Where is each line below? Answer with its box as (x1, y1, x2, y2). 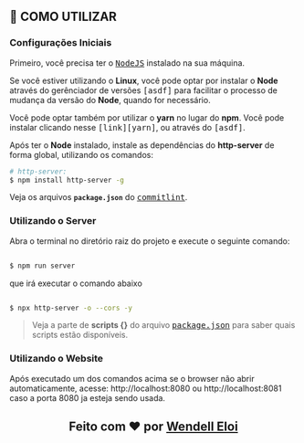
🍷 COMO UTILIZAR (9, 9, 117, 25)
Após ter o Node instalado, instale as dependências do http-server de (9, 139, 275, 151)
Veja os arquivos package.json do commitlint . (9, 192, 188, 203)
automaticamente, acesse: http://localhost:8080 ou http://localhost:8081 (9, 383, 282, 394)
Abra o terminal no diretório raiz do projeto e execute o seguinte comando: (9, 235, 290, 247)
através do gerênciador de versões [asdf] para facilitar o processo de (9, 84, 278, 96)
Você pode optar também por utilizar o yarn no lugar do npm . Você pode (9, 111, 285, 123)
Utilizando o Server (9, 215, 97, 227)
